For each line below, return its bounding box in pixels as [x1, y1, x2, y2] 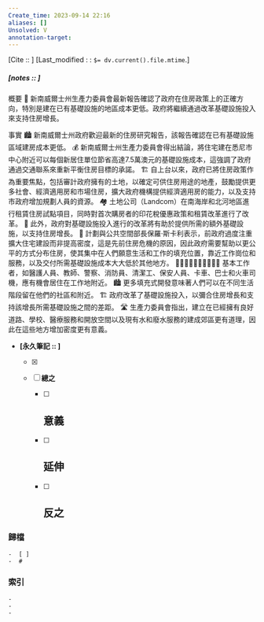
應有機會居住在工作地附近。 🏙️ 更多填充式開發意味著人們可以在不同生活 [21, 278, 254, 287]
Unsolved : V [8, 26, 47, 34]
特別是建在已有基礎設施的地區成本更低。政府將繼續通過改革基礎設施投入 [21, 104, 256, 113]
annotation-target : [8, 33, 72, 42]
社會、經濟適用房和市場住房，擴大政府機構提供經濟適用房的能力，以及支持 [14, 187, 256, 197]
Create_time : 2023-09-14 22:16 [8, 11, 111, 20]
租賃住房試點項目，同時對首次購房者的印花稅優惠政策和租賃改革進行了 [14, 209, 242, 219]
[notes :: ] [8, 72, 41, 83]
